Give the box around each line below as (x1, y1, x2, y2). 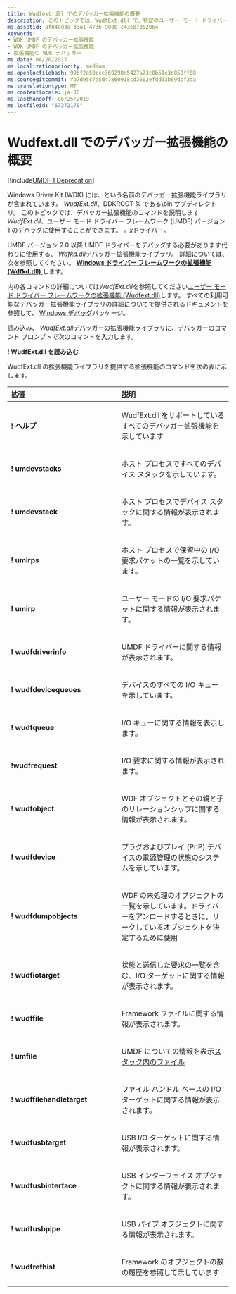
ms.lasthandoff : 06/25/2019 (7, 96, 90, 103)
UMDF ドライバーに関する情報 (122, 642, 222, 652)
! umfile (11, 1051, 37, 1061)
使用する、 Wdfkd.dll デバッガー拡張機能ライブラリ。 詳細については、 (25, 249, 228, 258)
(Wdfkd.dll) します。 (7, 267, 67, 276)
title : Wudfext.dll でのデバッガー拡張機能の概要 (7, 10, 140, 18)
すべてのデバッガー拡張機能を (122, 421, 220, 431)
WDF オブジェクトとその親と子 (122, 794, 224, 803)
